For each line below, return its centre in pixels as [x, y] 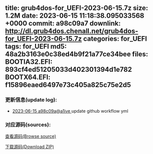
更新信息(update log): [31, 100]
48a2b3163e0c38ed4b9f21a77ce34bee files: [77, 54]
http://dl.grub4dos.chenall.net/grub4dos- [72, 31]
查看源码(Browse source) [31, 136]
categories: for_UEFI [115, 39]
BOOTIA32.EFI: [29, 62]
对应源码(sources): [28, 124]
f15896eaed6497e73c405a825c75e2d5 [68, 85]
